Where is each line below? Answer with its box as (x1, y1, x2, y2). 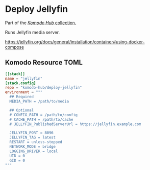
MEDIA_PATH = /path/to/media (9, 99, 69, 104)
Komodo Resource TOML (5, 58, 83, 67)
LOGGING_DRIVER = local (9, 149, 58, 154)
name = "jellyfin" (5, 76, 43, 81)
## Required (9, 95, 34, 100)
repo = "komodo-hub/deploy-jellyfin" (5, 85, 82, 90)
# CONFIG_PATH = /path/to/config (9, 112, 78, 117)
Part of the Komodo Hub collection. (5, 20, 76, 26)
